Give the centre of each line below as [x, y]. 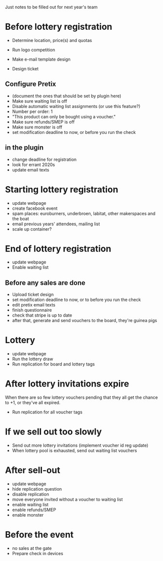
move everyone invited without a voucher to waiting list [67, 499]
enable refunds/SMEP [34, 510]
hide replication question [37, 489]
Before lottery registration [59, 27]
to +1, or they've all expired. [33, 403]
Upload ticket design [33, 295]
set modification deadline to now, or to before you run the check [76, 300]
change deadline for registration [44, 159]
